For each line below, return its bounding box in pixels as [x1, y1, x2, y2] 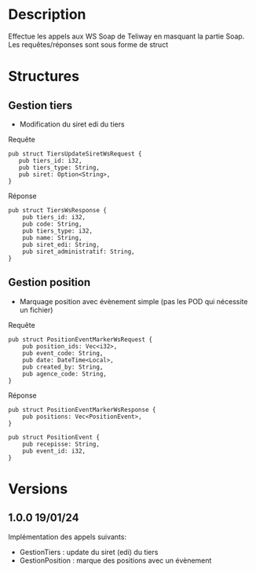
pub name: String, [22, 233, 82, 241]
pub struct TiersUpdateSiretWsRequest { [8, 149, 143, 158]
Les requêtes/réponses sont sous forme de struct [8, 39, 169, 49]
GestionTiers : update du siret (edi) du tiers [19, 547, 159, 556]
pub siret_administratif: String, [22, 248, 135, 255]
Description [8, 6, 86, 24]
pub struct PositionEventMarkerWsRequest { [8, 336, 153, 343]
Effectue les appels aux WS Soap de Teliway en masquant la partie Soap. [8, 31, 245, 41]
